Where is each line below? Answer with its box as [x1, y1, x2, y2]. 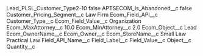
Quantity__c [6, 43, 35, 50]
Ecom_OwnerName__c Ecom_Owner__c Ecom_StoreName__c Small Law [6, 30, 187, 37]
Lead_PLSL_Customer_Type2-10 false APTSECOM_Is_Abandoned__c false [6, 5, 193, 11]
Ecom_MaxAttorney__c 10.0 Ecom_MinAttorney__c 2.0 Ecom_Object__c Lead [6, 24, 197, 31]
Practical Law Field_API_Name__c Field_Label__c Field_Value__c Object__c [6, 37, 192, 43]
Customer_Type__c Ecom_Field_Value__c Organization [6, 17, 141, 25]
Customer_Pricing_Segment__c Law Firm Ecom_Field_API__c [6, 11, 158, 18]
